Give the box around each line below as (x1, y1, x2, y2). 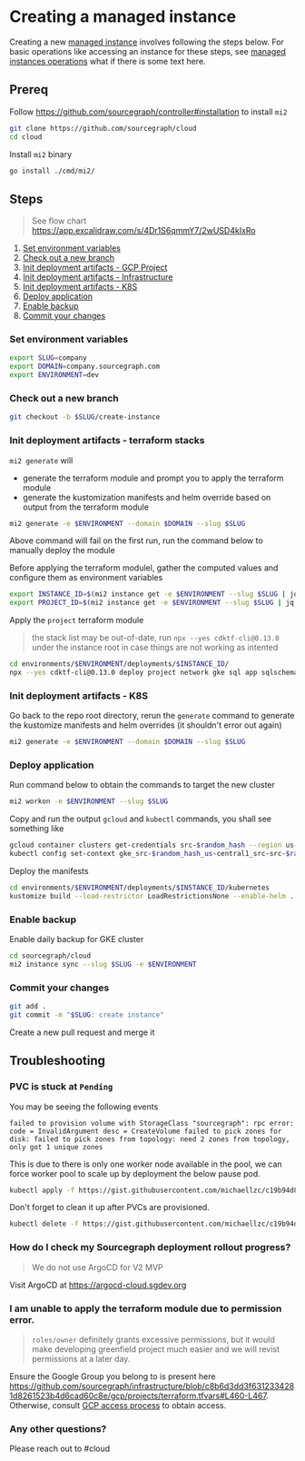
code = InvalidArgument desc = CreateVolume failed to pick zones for (9, 1127, 282, 1136)
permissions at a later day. (31, 1353, 131, 1364)
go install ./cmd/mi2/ (9, 166, 95, 175)
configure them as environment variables (9, 572, 163, 583)
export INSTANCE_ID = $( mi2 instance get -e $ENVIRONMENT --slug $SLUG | (9, 590, 286, 599)
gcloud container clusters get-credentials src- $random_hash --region (9, 840, 282, 850)
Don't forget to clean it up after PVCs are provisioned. (9, 1202, 211, 1213)
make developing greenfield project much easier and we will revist (31, 1343, 280, 1355)
